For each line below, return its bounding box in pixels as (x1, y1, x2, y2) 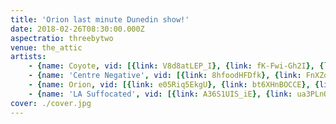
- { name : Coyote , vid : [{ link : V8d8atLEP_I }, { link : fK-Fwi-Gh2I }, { (28, 61, 325, 71)
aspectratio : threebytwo (10, 33, 114, 43)
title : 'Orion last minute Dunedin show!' (10, 14, 190, 25)
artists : (10, 52, 47, 62)
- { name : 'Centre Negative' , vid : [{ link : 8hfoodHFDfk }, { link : (28, 71, 302, 81)
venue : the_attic (10, 42, 83, 53)
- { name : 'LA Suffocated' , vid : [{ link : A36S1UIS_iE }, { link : (28, 89, 293, 99)
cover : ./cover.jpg (10, 98, 92, 108)
